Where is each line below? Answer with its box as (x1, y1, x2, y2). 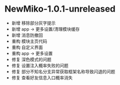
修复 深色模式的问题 (11, 56, 51, 62)
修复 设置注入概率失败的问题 (11, 62, 69, 68)
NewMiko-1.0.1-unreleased (4, 3, 116, 15)
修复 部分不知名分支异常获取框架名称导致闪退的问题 (11, 68, 115, 74)
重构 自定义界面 (11, 44, 43, 50)
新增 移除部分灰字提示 (11, 20, 56, 26)
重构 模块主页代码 (11, 38, 47, 44)
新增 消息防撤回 (11, 32, 43, 38)
